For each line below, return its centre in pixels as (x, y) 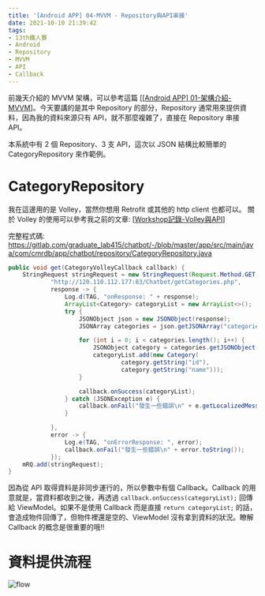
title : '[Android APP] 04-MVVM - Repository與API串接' (99, 15)
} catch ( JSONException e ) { (112, 399)
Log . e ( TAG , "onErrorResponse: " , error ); (133, 442)
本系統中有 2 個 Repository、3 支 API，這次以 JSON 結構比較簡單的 (118, 144)
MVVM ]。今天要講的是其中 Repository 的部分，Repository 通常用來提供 (124, 107)
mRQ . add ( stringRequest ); (63, 464)
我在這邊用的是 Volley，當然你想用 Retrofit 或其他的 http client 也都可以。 (127, 209)
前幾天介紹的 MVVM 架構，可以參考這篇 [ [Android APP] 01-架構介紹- (120, 97)
